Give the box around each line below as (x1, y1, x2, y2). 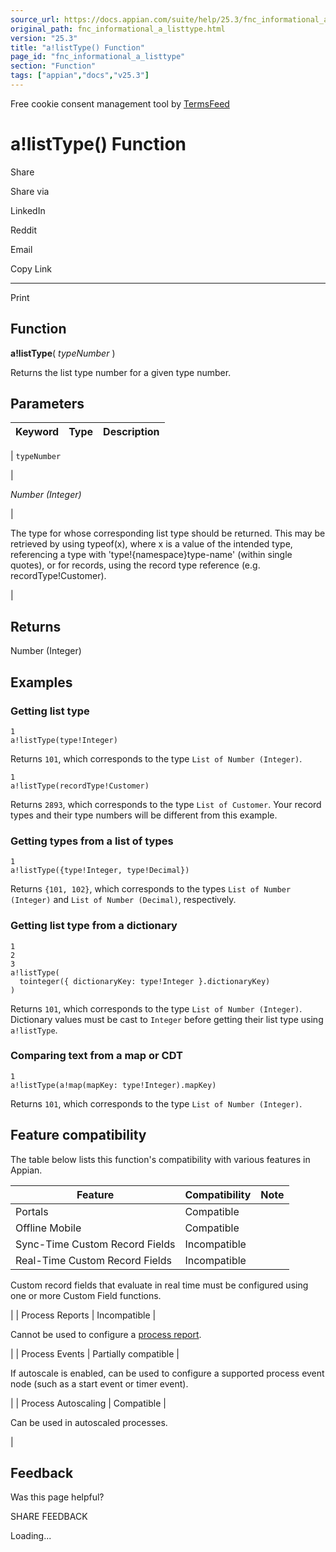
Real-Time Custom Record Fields (15, 1253, 172, 1267)
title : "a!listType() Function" (10, 42, 145, 53)
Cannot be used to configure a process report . (10, 1328, 202, 1340)
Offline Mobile (15, 1221, 82, 1235)
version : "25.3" (10, 33, 78, 43)
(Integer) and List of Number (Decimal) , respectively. (10, 894, 237, 906)
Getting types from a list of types (10, 834, 174, 848)
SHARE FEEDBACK (10, 1511, 88, 1523)
